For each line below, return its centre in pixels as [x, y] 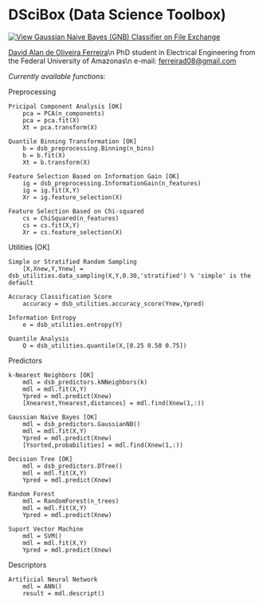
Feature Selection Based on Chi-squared [77, 211]
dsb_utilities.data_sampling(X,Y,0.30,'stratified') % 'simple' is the [130, 276]
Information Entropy [43, 317]
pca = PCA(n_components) [64, 113]
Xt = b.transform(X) [57, 162]
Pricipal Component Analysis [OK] [66, 106]
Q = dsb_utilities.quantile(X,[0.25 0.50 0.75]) [105, 345]
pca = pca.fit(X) [51, 120]
